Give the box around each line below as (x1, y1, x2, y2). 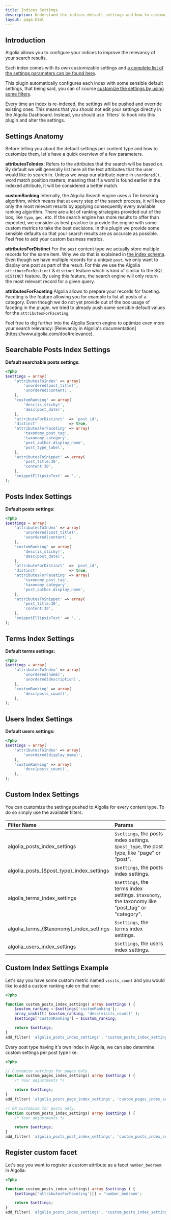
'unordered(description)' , (23, 677, 81, 682)
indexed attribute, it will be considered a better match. (5, 182, 119, 189)
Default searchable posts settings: (5, 359, 80, 365)
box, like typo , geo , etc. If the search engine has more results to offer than (5, 214, 159, 220)
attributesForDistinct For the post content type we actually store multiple (5, 246, 159, 252)
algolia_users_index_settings (8, 943, 76, 950)
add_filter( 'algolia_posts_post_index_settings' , (5, 1134, 115, 1139)
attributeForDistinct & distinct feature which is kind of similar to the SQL (5, 268, 163, 273)
